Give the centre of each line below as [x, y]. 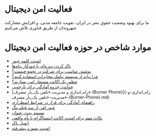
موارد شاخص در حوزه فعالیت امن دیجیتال [78, 48]
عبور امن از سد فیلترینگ [33, 107]
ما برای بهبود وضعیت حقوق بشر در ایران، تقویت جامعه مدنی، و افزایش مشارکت [77, 22]
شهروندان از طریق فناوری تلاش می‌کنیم [40, 27]
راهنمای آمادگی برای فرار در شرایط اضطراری [53, 102]
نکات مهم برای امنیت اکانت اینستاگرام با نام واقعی [57, 117]
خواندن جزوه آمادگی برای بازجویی [42, 87]
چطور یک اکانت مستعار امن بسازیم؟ [44, 81]
